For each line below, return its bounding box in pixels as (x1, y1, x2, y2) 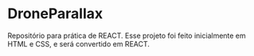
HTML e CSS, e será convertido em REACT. (7, 39, 150, 48)
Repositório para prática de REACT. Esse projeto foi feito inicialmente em (7, 31, 246, 40)
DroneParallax (7, 5, 104, 23)
